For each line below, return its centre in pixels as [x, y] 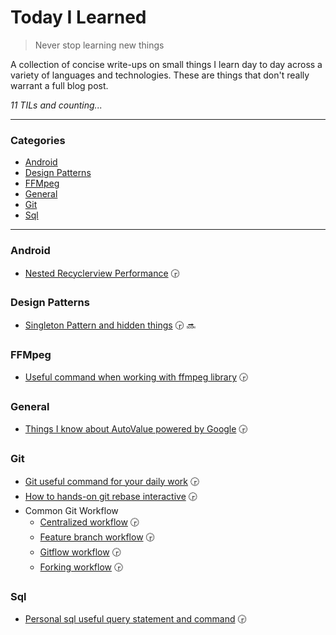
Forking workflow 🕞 [81, 567]
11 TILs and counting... [56, 105]
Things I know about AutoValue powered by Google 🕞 [136, 429]
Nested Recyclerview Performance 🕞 [102, 273]
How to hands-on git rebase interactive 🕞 [111, 496]
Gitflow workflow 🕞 [80, 552]
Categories [38, 140]
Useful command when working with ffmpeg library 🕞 [136, 377]
